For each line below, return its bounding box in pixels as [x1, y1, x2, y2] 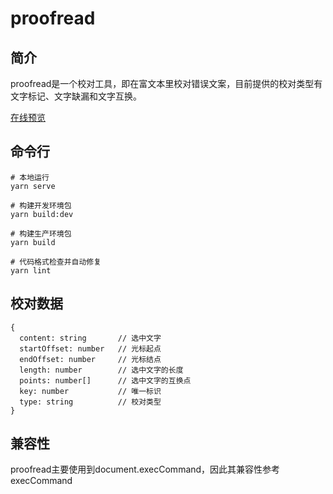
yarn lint [10, 265, 52, 276]
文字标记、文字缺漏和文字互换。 [10, 90, 142, 102]
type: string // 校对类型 [19, 397, 162, 407]
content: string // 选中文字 [19, 333, 162, 343]
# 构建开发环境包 [10, 200, 72, 211]
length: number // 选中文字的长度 [19, 365, 184, 375]
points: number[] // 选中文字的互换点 [19, 375, 192, 386]
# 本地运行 [10, 172, 50, 182]
